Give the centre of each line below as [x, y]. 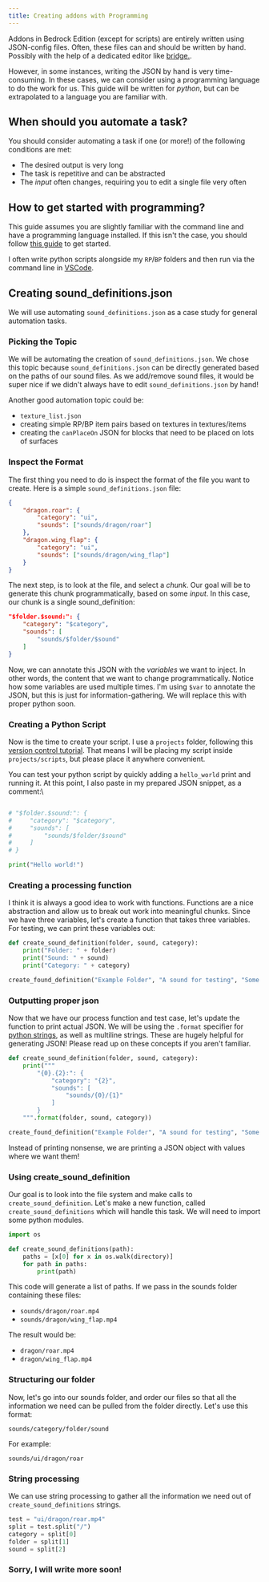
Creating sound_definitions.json [90, 293]
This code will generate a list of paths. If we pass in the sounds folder [123, 1287]
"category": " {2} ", [83, 1080]
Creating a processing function [70, 885]
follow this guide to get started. [60, 244]
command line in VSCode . [51, 268]
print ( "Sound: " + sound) [66, 958]
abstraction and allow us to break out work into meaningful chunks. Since [129, 912]
